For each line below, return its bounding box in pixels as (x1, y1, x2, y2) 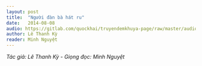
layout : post (6, 8, 39, 15)
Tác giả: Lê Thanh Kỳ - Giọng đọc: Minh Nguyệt (6, 53, 125, 60)
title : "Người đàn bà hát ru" (6, 14, 85, 20)
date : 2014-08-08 (6, 20, 55, 26)
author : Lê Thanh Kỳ (6, 31, 58, 37)
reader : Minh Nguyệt (6, 37, 58, 43)
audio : (6, 25, 23, 32)
